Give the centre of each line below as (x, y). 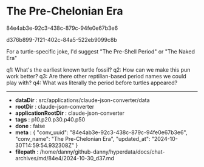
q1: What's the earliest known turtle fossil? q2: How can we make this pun (98, 70)
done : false (30, 126)
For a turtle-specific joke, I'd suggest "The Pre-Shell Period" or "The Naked (101, 51)
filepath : (27, 152)
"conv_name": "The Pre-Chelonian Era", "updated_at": (83, 138)
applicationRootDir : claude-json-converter (70, 113)
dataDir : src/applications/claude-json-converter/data (82, 100)
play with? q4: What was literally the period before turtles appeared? (92, 83)
